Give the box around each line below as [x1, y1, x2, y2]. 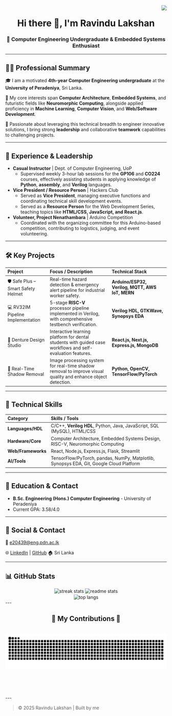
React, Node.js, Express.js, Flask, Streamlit [51, 448, 140, 454]
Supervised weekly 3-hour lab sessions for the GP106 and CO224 [20, 171, 160, 177]
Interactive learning [50, 328, 91, 335]
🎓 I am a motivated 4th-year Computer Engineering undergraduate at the [5, 77, 165, 84]
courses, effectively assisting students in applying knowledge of [20, 176, 156, 183]
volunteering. [20, 231, 49, 237]
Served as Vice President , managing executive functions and [20, 192, 150, 199]
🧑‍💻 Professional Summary [5, 64, 91, 72]
